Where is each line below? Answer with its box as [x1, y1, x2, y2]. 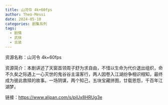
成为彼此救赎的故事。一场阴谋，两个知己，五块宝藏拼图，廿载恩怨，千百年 [5, 77, 158, 83]
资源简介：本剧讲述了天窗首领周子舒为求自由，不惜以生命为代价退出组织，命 [5, 64, 163, 70]
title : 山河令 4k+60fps [5, 7, 52, 12]
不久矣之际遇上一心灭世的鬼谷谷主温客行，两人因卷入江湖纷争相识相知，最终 [5, 71, 163, 77]
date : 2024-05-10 [5, 16, 41, 21]
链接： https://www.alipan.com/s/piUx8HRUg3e [5, 94, 102, 100]
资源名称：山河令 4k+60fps [5, 54, 61, 60]
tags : [5, 26, 16, 31]
